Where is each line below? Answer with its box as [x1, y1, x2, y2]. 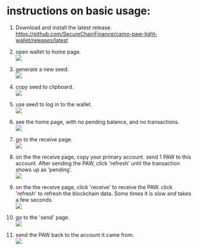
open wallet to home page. [15, 48, 82, 55]
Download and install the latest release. [15, 24, 112, 31]
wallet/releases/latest [15, 36, 68, 44]
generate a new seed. [15, 66, 69, 73]
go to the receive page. [15, 135, 73, 143]
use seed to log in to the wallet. [15, 100, 93, 108]
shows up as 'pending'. [15, 166, 73, 173]
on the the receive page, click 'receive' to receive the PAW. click [15, 183, 173, 190]
